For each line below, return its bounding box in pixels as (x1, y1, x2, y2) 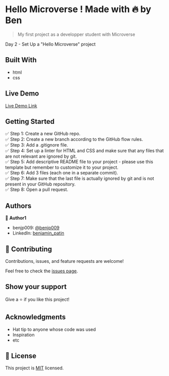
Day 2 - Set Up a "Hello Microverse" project (5, 41, 96, 47)
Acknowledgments (5, 313, 66, 321)
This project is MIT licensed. (5, 365, 64, 371)
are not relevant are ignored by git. (5, 153, 77, 160)
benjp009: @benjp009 (12, 225, 59, 231)
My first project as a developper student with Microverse (17, 31, 135, 37)
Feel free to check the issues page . (5, 268, 78, 274)
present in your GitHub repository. (5, 181, 76, 187)
